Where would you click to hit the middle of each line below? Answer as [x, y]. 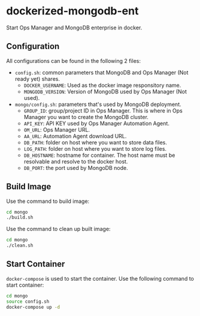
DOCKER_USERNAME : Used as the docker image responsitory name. [102, 85]
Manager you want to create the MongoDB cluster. [86, 117]
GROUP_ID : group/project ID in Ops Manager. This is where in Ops [103, 110]
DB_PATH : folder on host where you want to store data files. [96, 142]
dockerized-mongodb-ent [72, 11]
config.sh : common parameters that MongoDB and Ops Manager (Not [101, 72]
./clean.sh [20, 246]
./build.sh [20, 218]
